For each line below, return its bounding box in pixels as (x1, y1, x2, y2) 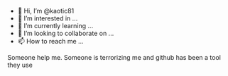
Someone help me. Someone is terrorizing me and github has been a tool (7, 53, 222, 61)
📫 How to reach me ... (17, 37, 84, 45)
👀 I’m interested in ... (17, 14, 78, 23)
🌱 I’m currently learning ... (17, 22, 94, 30)
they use (7, 61, 33, 69)
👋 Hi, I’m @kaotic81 (17, 7, 75, 15)
